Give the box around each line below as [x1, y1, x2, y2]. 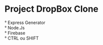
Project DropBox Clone [4, 3, 99, 15]
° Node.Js [4, 24, 25, 30]
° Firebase [4, 30, 25, 36]
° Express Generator [4, 20, 46, 25]
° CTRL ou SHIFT [4, 35, 39, 41]
